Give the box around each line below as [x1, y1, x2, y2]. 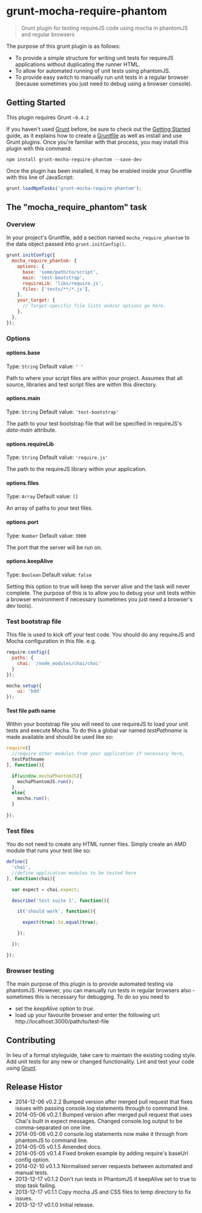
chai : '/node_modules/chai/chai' [17, 660, 102, 666]
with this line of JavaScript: [6, 173, 74, 181]
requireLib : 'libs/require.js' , [22, 280, 104, 286]
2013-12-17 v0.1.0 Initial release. [15, 1201, 95, 1208]
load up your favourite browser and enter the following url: [15, 1011, 161, 1019]
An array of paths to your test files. [6, 504, 93, 512]
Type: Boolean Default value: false [6, 571, 92, 578]
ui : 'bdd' [17, 688, 42, 695]
